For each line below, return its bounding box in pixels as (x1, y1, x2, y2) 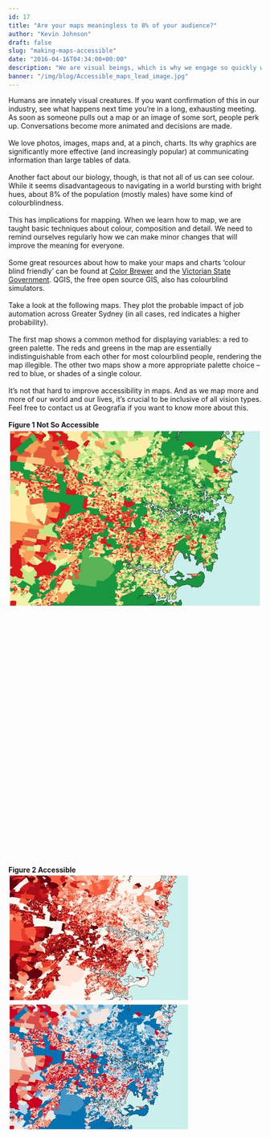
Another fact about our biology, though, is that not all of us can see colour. (8, 172, 255, 182)
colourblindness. (8, 198, 64, 207)
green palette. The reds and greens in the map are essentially (8, 342, 212, 353)
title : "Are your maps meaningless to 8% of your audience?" (8, 21, 218, 30)
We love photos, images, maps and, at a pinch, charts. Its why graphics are (8, 137, 257, 148)
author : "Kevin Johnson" (8, 30, 92, 38)
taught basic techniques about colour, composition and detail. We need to (8, 223, 253, 233)
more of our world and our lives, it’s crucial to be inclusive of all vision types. (8, 394, 262, 403)
